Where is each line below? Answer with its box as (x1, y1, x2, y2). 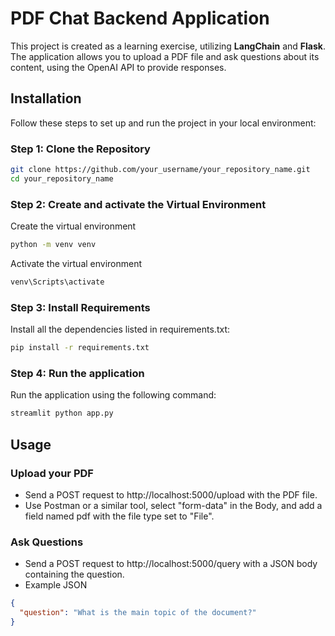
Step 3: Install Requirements (10, 300, 151, 314)
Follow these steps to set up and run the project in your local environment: (10, 117, 317, 129)
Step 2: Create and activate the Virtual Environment (10, 197, 267, 211)
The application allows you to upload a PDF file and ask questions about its (10, 50, 320, 62)
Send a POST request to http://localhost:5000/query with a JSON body (24, 558, 318, 570)
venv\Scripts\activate (10, 277, 105, 287)
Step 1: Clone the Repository (10, 142, 151, 156)
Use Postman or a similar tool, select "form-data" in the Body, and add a (24, 499, 323, 511)
